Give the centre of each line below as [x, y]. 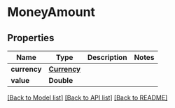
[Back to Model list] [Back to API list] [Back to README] [87, 98]
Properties [31, 38]
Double [61, 80]
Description [107, 57]
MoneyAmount [51, 12]
